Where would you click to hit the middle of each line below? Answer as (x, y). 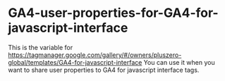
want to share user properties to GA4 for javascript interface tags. (104, 70)
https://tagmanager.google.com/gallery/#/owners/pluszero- (95, 55)
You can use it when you (179, 62)
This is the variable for (41, 47)
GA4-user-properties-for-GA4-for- (113, 13)
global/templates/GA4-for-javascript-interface (75, 62)
